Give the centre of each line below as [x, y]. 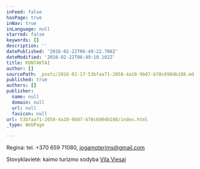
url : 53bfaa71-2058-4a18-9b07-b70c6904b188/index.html [77, 119]
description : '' [27, 46]
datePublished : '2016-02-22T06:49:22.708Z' [62, 52]
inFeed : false [24, 12]
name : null [26, 97]
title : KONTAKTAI [28, 63]
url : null [24, 108]
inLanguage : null [28, 29]
